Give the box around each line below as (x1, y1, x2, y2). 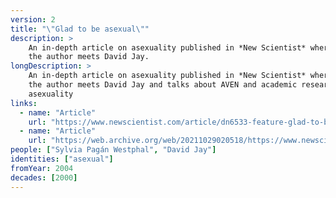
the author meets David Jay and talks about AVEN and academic (28, 80, 298, 90)
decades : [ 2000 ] (10, 172, 78, 183)
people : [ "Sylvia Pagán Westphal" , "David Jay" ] (10, 145, 217, 155)
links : (10, 98, 38, 108)
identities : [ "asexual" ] (10, 154, 114, 164)
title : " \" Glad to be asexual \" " (10, 24, 150, 34)
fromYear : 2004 (10, 163, 74, 173)
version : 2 (10, 14, 56, 25)
